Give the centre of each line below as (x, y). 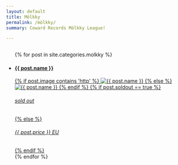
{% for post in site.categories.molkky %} (63, 55)
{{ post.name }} (34, 68)
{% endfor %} (31, 156)
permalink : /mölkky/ (31, 22)
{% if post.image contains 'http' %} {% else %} (93, 81)
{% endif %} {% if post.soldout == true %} (110, 87)
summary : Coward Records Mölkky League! (56, 28)
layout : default (26, 11)
